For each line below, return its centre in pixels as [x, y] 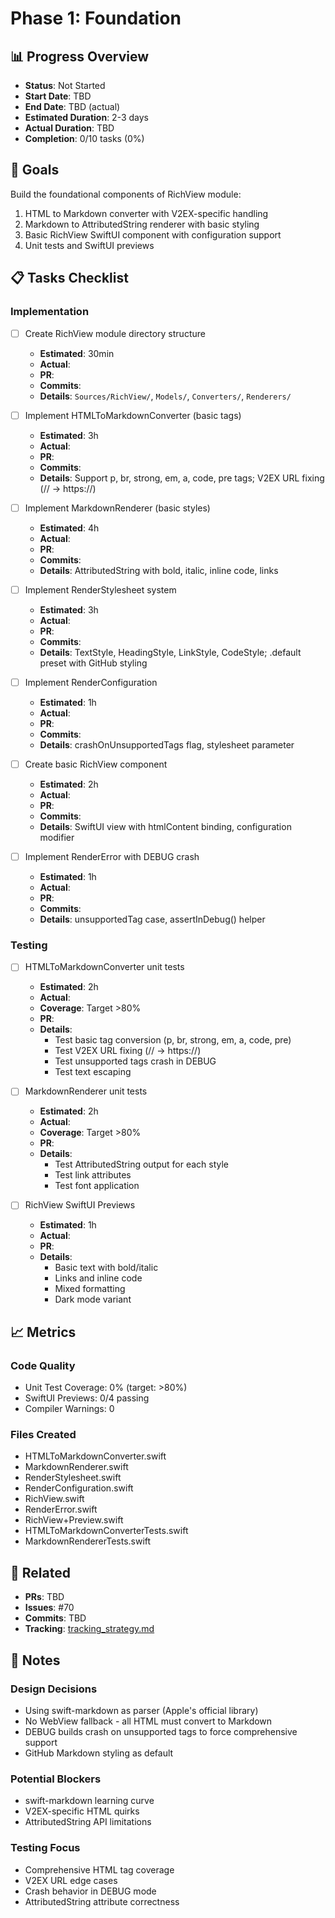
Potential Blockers [56, 1779]
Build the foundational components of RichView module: [126, 194]
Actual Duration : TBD [69, 128]
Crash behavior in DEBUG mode [90, 1891]
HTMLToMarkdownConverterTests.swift [106, 1531]
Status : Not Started [65, 85]
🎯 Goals [35, 170]
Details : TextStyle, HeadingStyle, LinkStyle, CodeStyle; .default [170, 652]
